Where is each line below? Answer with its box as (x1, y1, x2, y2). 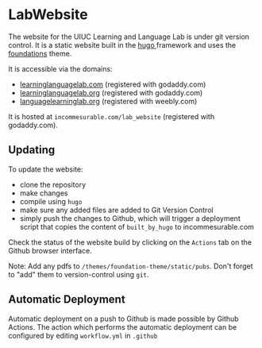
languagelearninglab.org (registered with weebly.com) (19, 96, 198, 106)
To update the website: (8, 164, 83, 174)
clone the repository (19, 180, 87, 189)
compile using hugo (19, 196, 83, 206)
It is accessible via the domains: (8, 64, 113, 73)
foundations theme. (8, 48, 72, 58)
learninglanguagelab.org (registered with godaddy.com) (19, 87, 203, 97)
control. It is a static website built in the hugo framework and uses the (8, 40, 237, 49)
